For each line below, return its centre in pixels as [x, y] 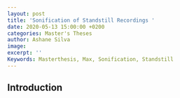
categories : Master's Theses [50, 33]
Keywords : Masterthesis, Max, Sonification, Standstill [90, 59]
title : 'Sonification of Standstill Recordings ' [81, 20]
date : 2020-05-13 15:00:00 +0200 [56, 27]
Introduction [35, 88]
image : [17, 46]
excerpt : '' [25, 53]
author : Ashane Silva [39, 40]
